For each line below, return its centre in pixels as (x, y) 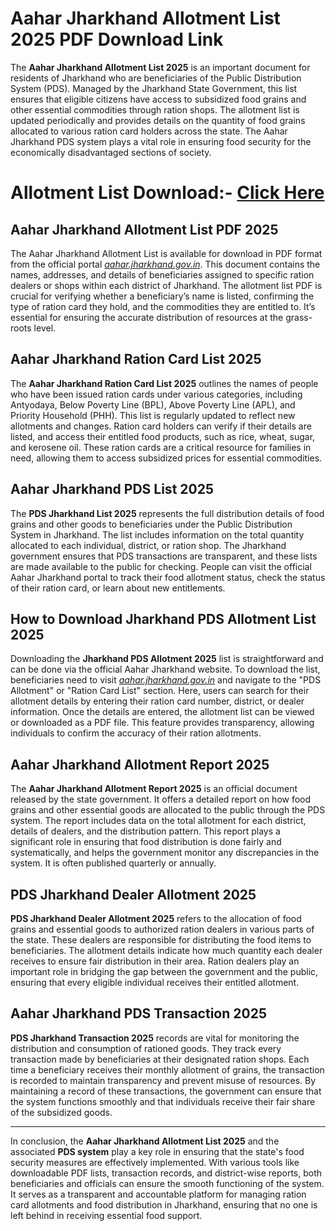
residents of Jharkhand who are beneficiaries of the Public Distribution (156, 78)
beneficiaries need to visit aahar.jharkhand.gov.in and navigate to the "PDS (166, 680)
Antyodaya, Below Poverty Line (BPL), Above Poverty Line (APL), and (153, 404)
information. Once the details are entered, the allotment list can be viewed (162, 712)
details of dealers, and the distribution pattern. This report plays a (145, 831)
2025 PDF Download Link (117, 39)
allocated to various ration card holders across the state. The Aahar (149, 131)
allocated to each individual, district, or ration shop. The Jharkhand (148, 545)
